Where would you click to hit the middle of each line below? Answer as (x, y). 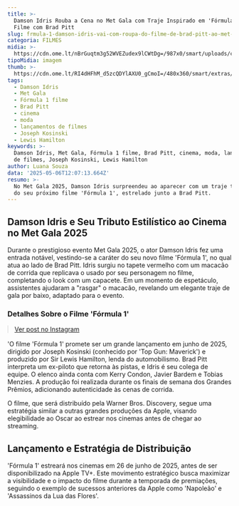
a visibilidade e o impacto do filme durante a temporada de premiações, (113, 481)
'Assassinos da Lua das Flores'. (53, 496)
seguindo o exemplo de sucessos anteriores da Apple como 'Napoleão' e (115, 488)
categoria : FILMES (34, 41)
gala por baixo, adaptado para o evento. (66, 296)
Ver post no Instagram (47, 329)
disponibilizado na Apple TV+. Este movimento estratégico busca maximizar (119, 473)
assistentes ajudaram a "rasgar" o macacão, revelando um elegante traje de (118, 288)
